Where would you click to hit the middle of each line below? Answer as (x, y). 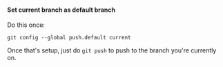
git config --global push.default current (69, 38)
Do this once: (26, 25)
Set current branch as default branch (61, 10)
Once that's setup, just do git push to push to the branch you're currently (112, 50)
